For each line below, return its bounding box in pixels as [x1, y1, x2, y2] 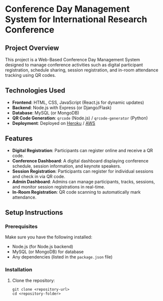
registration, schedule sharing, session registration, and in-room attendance [5, 67, 159, 73]
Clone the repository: [12, 278, 55, 283]
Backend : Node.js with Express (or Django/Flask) [12, 104, 112, 111]
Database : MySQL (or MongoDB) [12, 110, 79, 116]
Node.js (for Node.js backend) [12, 244, 73, 250]
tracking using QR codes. [5, 72, 56, 78]
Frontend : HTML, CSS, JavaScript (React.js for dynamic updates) [12, 99, 144, 105]
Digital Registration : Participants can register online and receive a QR [12, 147, 153, 153]
